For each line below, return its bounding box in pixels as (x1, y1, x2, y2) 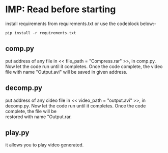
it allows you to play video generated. (5, 142, 84, 148)
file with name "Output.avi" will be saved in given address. (5, 69, 128, 75)
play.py (5, 128, 30, 137)
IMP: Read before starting (5, 4, 116, 15)
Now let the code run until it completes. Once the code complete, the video (5, 63, 163, 70)
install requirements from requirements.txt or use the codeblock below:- (5, 20, 157, 27)
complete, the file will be (5, 108, 57, 114)
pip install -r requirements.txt (5, 30, 76, 35)
